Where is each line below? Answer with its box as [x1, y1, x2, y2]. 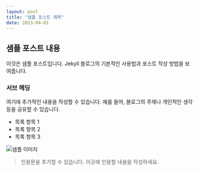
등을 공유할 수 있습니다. [6, 106, 61, 113]
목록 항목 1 [14, 118, 40, 125]
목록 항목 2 [14, 126, 40, 133]
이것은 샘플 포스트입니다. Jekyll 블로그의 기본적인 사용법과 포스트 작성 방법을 [6, 60, 184, 67]
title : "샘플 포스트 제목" [6, 14, 64, 20]
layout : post [6, 8, 39, 15]
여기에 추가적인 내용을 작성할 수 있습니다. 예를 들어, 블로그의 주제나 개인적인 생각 [6, 99, 193, 106]
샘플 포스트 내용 [6, 43, 61, 53]
